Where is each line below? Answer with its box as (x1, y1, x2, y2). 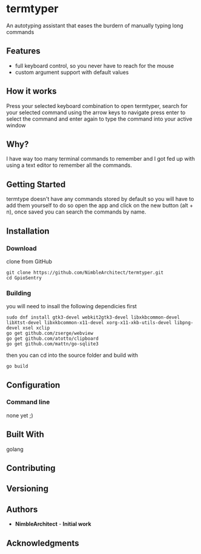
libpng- (174, 320, 194, 326)
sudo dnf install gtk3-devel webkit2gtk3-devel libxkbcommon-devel (6, 314, 180, 320)
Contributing (6, 463, 56, 473)
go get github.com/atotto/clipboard (6, 336, 99, 342)
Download (6, 244, 38, 252)
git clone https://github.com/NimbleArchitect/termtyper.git (6, 269, 164, 275)
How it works (6, 86, 57, 96)
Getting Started (6, 179, 66, 189)
